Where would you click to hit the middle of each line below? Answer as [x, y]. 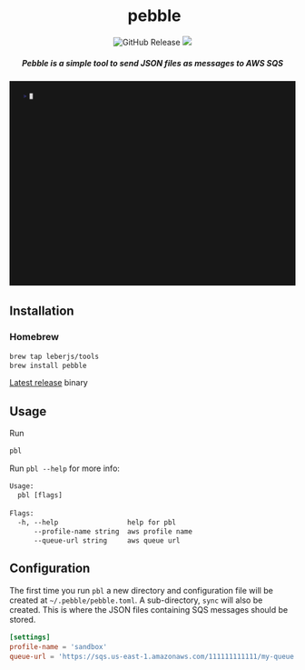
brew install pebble [49, 366]
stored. [23, 619]
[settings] [30, 637]
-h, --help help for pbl [97, 523]
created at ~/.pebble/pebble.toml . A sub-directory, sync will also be [136, 600]
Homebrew [34, 337]
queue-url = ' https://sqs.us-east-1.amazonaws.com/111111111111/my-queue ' [154, 656]
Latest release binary [49, 383]
